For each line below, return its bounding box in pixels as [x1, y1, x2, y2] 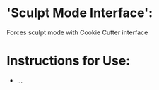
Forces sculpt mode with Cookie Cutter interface [6, 28, 148, 37]
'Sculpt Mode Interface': [6, 5, 153, 21]
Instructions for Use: [6, 53, 131, 69]
